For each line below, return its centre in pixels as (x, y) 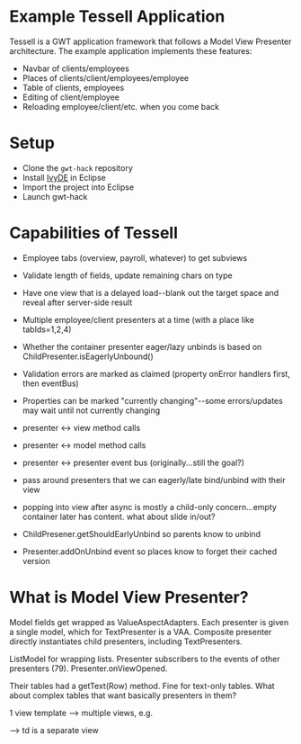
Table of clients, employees (73, 87)
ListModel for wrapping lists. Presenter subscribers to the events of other (145, 659)
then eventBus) (50, 383)
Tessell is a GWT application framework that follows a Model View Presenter (150, 41)
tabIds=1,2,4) (47, 329)
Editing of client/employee (71, 97)
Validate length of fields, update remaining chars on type (127, 275)
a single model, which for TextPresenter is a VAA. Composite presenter (141, 632)
